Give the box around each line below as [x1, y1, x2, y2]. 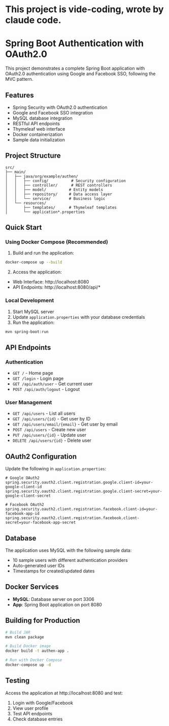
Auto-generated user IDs [12, 563, 65, 569]
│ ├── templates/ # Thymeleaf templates [5, 205, 117, 210]
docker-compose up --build [5, 260, 62, 265]
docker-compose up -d [5, 662, 51, 668]
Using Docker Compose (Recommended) [5, 238, 108, 246]
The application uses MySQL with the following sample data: [5, 548, 132, 554]
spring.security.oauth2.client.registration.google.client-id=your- [5, 480, 153, 485]
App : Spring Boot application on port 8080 [12, 601, 103, 608]
